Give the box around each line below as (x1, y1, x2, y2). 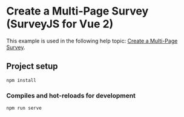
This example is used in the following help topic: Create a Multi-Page (6, 37, 178, 44)
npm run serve (6, 105, 42, 112)
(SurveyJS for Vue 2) (6, 17, 114, 31)
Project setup (6, 61, 59, 72)
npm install (6, 77, 36, 83)
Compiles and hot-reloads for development (6, 91, 136, 99)
